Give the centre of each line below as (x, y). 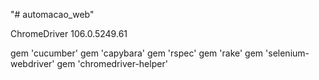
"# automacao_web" (52, 14)
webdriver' (32, 63)
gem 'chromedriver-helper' (112, 63)
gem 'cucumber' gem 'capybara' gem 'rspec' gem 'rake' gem (137, 53)
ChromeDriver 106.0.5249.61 (69, 33)
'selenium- (287, 53)
